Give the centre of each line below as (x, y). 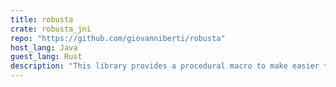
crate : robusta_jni (51, 29)
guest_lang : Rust (46, 57)
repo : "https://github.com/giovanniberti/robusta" (118, 38)
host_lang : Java (44, 47)
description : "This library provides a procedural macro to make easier (165, 66)
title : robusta (42, 19)
